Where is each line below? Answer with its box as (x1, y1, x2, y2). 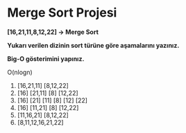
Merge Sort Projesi (7, 5, 117, 21)
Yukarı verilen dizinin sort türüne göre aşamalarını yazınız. (7, 41, 180, 49)
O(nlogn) (7, 68, 33, 76)
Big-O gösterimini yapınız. (7, 54, 85, 63)
